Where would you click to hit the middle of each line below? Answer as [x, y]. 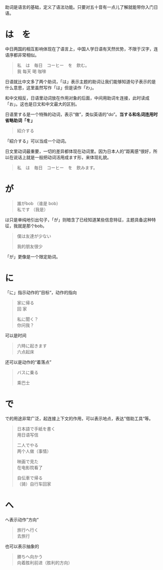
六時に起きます [32, 346]
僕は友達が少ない [34, 236]
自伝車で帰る [30, 478]
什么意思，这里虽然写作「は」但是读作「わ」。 [51, 87]
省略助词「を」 [20, 120]
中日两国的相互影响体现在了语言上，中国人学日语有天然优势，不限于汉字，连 [81, 49]
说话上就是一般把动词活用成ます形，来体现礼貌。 [62, 157]
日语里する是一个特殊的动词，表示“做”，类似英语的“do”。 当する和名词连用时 [81, 114]
